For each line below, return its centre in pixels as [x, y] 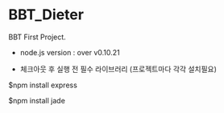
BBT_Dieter [46, 15]
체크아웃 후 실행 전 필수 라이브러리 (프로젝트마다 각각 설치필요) [118, 69]
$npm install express [43, 85]
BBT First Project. [37, 37]
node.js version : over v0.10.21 [70, 52]
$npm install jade [37, 100]
